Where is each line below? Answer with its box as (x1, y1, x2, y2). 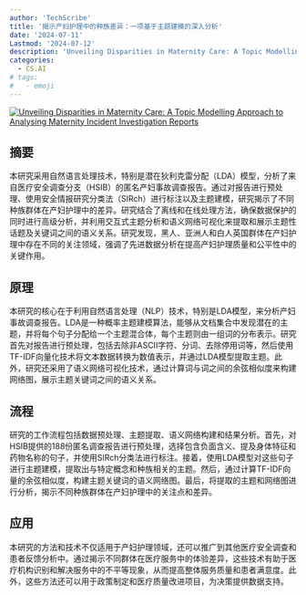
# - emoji (9, 81, 55, 90)
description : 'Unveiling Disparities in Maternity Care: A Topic (9, 47, 262, 57)
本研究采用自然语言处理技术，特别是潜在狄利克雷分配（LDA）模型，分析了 (9, 171, 289, 182)
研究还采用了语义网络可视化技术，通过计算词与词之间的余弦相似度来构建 (25, 362, 297, 374)
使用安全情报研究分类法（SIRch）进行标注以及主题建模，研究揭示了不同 (25, 193, 294, 204)
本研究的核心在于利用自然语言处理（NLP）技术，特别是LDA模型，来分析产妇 (9, 306, 296, 317)
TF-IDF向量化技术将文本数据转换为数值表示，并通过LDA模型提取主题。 (9, 351, 275, 362)
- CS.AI (17, 65, 47, 74)
